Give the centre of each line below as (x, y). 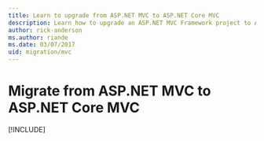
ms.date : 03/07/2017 (42, 45)
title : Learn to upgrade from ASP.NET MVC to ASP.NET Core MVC (114, 15)
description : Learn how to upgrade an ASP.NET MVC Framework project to (130, 23)
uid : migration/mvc (40, 52)
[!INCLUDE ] (27, 129)
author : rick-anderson (45, 30)
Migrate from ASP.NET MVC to (110, 91)
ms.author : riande (38, 37)
